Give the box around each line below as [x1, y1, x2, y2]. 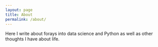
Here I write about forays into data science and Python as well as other [5, 31, 153, 37]
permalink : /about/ [5, 17, 47, 22]
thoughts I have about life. [5, 36, 60, 42]
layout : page [5, 7, 33, 13]
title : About [5, 12, 33, 17]
